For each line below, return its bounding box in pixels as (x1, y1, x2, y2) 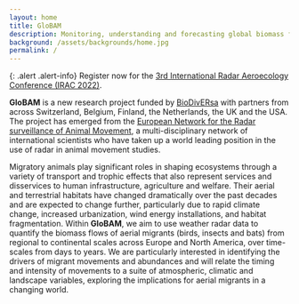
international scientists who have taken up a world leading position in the (9, 135, 276, 146)
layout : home (9, 12, 58, 22)
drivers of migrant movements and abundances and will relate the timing (9, 256, 275, 267)
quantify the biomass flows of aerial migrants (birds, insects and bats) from (9, 228, 285, 238)
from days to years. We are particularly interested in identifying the (35, 246, 280, 258)
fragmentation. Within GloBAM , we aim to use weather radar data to (9, 219, 259, 229)
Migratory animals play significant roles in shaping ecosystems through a (9, 162, 278, 172)
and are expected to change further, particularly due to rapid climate (9, 199, 261, 210)
